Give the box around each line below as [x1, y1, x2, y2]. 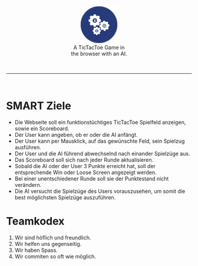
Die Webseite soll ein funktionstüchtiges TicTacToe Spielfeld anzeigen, [14, 119, 186, 126]
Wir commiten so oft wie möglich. [14, 252, 96, 260]
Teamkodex [6, 215, 65, 228]
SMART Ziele [6, 99, 72, 113]
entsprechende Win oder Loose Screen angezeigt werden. [14, 169, 157, 176]
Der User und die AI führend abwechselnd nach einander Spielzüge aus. [14, 150, 190, 157]
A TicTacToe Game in [73, 44, 125, 51]
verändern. [14, 181, 42, 188]
